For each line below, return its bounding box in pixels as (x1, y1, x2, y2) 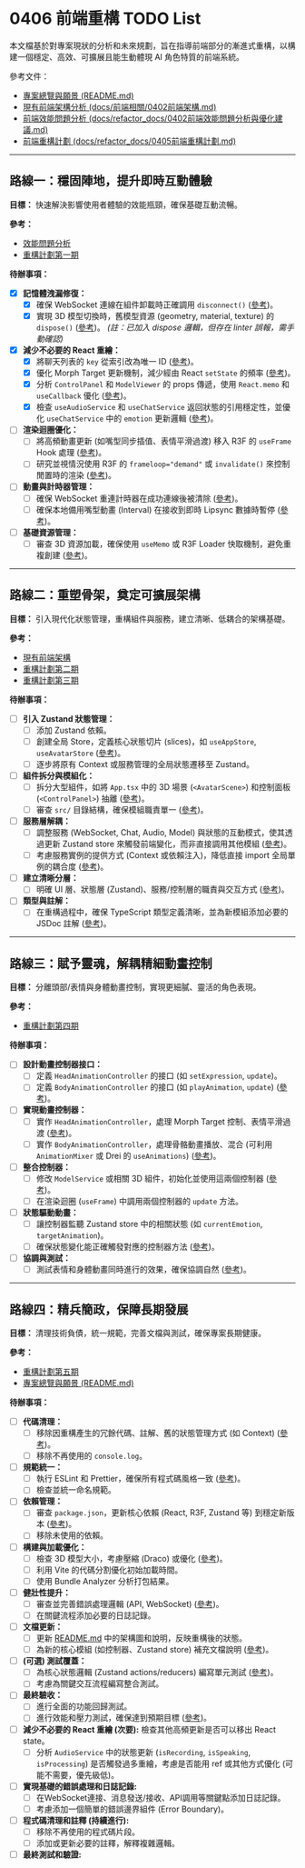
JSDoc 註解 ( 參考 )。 (35, 918, 112, 929)
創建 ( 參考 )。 (44, 549, 93, 560)
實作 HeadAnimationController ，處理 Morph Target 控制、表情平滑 (35, 1115, 283, 1127)
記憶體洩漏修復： (22, 287, 87, 298)
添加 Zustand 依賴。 (35, 724, 112, 735)
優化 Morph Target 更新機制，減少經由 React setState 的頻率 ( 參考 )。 (35, 367, 296, 378)
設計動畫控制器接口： (22, 1059, 103, 1070)
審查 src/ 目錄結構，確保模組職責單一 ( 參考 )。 (35, 804, 209, 814)
